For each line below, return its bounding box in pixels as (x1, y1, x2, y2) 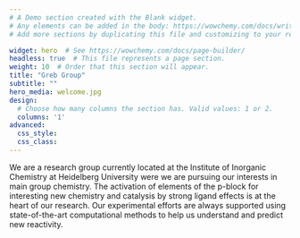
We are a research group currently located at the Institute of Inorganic (9, 162, 266, 173)
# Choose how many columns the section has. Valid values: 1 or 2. (17, 104, 274, 113)
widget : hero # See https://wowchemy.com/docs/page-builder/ (9, 46, 246, 55)
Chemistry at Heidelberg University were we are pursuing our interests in (9, 171, 278, 182)
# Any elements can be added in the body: (9, 21, 170, 30)
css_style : (17, 129, 58, 139)
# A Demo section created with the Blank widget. (9, 13, 198, 22)
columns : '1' (17, 113, 66, 122)
